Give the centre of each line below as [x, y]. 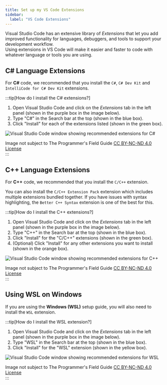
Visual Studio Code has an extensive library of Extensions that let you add [82, 34]
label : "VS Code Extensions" [40, 19]
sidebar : [14, 15]
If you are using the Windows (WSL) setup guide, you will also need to [78, 306]
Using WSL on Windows [44, 295]
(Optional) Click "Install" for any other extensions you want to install [83, 243]
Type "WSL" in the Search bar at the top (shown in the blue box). [79, 342]
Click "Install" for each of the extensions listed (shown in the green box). [88, 124]
